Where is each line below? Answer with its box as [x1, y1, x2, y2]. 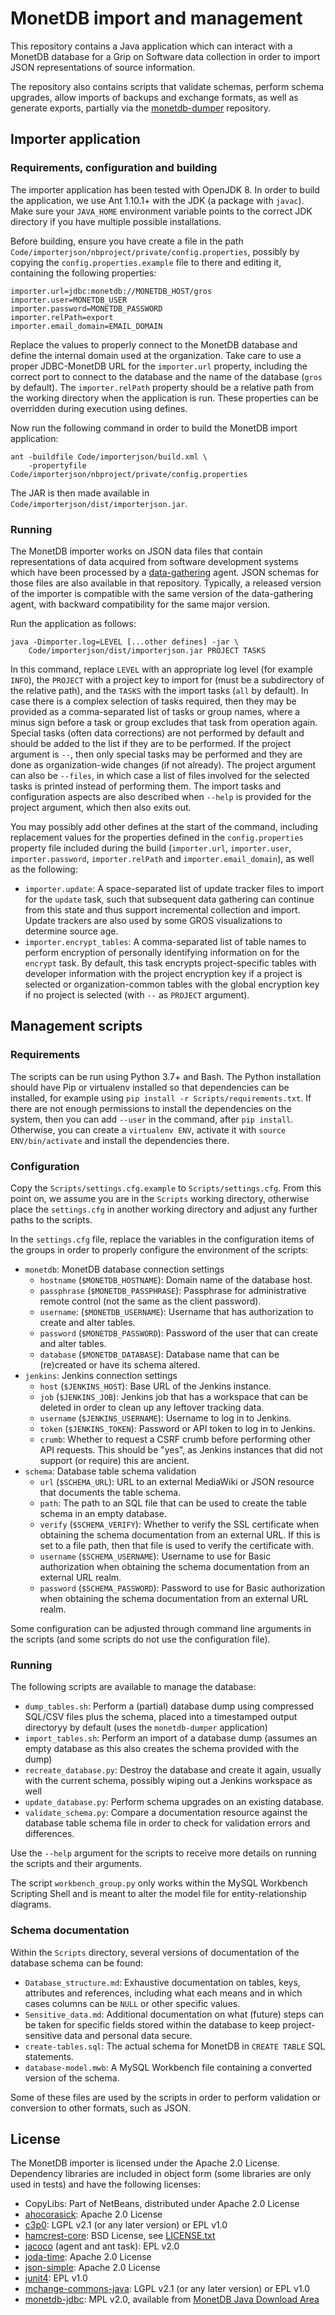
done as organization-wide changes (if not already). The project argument [10, 758, 317, 771]
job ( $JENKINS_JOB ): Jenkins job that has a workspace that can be [39, 1390, 309, 1402]
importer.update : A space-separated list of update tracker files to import [24, 882, 325, 894]
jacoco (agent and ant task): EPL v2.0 [24, 2240, 180, 2252]
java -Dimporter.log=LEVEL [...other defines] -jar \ [10, 637, 240, 647]
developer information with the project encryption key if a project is [24, 967, 303, 979]
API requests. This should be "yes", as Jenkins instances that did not [39, 1443, 323, 1456]
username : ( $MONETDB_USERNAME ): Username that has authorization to [39, 1305, 314, 1317]
